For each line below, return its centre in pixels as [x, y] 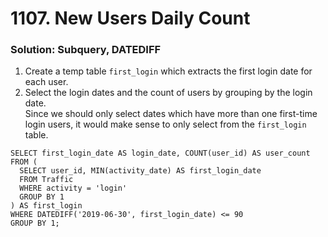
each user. [46, 82]
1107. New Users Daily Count [130, 18]
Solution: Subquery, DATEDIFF [86, 50]
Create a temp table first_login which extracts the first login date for [168, 71]
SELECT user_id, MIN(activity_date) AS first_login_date [140, 171]
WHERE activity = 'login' [73, 188]
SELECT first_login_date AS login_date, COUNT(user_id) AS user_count [160, 153]
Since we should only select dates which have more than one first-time [171, 114]
